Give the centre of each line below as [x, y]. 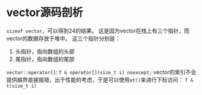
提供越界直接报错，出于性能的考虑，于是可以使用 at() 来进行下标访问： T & [100, 80]
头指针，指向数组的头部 [45, 51]
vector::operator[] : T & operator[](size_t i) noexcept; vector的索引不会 [102, 72]
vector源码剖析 [45, 13]
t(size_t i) [21, 86]
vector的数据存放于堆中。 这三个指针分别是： [63, 38]
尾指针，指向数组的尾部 [45, 59]
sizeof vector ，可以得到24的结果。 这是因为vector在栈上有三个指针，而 [98, 31]
